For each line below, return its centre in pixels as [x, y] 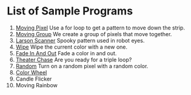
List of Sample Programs [70, 11]
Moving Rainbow [37, 85]
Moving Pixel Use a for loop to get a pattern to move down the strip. [100, 28]
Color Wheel [31, 72]
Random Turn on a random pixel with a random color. [82, 66]
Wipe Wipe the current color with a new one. [72, 47]
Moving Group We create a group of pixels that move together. [94, 34]
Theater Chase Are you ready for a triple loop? [74, 60]
